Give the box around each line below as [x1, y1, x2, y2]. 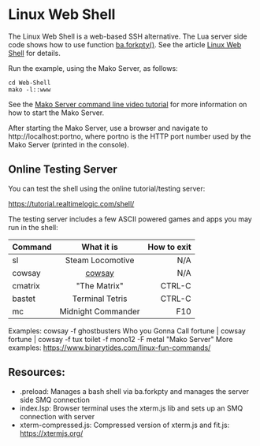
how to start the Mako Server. [8, 108, 105, 117]
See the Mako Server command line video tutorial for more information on [8, 99, 247, 109]
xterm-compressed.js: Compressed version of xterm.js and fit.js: [19, 420, 230, 429]
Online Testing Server [8, 163, 117, 177]
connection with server [19, 411, 95, 421]
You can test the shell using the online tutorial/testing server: [8, 184, 206, 193]
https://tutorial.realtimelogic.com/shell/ [8, 199, 135, 208]
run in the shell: [8, 222, 58, 232]
